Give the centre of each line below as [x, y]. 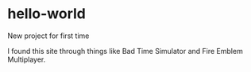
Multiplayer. [27, 59]
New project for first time [48, 36]
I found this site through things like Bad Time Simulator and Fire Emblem [125, 51]
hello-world [47, 14]
